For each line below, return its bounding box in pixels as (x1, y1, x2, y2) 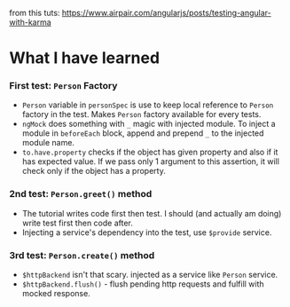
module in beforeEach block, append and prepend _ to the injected (21, 128, 264, 138)
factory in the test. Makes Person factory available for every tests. (21, 109, 262, 120)
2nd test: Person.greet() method (9, 188, 153, 201)
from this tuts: (9, 8, 60, 18)
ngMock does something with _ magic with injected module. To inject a (21, 119, 277, 130)
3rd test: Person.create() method (9, 248, 155, 261)
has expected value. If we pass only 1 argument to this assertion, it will (21, 156, 279, 167)
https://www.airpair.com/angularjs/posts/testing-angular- (61, 8, 272, 18)
